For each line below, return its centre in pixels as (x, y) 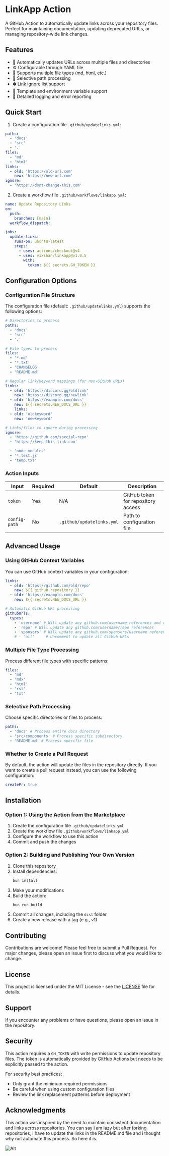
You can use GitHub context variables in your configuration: (67, 571)
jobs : (11, 232)
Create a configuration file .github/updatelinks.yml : (67, 124)
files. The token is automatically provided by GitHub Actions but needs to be (84, 1059)
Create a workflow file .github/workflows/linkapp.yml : (69, 195)
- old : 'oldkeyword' (31, 414)
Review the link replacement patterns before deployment (71, 1094)
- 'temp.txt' (23, 460)
